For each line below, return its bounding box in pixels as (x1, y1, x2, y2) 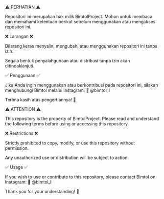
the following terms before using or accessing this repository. (5, 121, 129, 126)
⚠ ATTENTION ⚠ (5, 106, 41, 112)
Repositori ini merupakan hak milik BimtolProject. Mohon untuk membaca (5, 14, 153, 19)
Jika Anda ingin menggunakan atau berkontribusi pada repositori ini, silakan (5, 82, 158, 88)
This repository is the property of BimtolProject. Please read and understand (5, 116, 159, 121)
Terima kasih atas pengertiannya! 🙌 (5, 97, 76, 102)
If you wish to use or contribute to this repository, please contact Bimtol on (5, 174, 156, 179)
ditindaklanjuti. (5, 63, 35, 69)
